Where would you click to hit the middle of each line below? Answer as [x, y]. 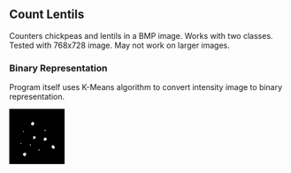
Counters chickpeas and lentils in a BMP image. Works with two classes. [141, 35]
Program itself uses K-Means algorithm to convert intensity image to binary [146, 87]
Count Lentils [47, 15]
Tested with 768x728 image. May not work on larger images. [119, 45]
